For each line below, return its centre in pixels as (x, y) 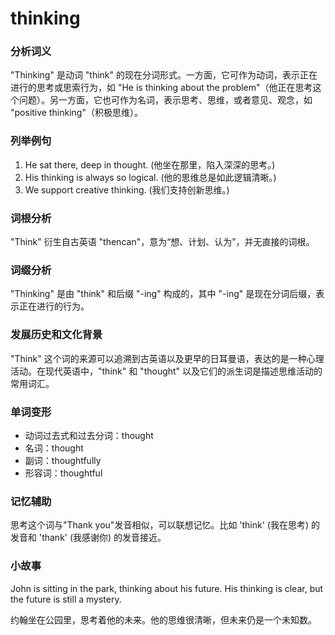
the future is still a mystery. (66, 599)
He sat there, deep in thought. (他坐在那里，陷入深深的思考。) (150, 164)
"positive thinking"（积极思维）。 (76, 113)
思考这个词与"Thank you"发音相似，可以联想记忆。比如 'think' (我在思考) (160, 525)
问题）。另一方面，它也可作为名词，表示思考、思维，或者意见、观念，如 (165, 100)
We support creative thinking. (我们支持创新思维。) (127, 189)
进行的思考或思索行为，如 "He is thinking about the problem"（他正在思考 (161, 88)
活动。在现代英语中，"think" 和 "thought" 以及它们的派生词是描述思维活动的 (166, 371)
